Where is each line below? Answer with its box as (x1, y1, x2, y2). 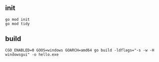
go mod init (5, 17, 30, 22)
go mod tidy (5, 21, 30, 26)
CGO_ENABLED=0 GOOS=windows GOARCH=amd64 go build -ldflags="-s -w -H (5, 48, 155, 53)
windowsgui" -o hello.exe (5, 52, 59, 57)
